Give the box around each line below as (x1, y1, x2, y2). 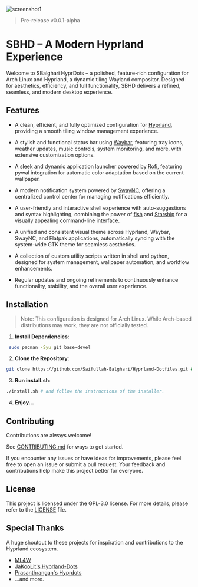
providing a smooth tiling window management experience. (14, 127, 159, 134)
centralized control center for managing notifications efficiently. (14, 193, 170, 200)
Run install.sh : (14, 377, 51, 384)
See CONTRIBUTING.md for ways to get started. (6, 443, 124, 450)
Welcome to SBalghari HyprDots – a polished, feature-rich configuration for (6, 70, 189, 77)
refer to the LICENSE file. (6, 506, 67, 513)
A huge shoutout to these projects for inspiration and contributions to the (6, 539, 183, 546)
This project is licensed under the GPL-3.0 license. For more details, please (6, 500, 189, 507)
